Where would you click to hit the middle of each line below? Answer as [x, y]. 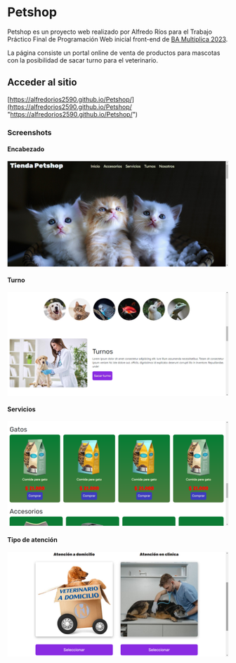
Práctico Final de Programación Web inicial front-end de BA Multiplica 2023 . [118, 39]
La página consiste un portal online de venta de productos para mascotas [114, 53]
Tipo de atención [32, 540]
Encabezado [26, 149]
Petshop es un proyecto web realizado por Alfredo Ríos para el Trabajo [110, 32]
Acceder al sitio [42, 83]
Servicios [22, 409]
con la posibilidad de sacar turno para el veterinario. [83, 60]
